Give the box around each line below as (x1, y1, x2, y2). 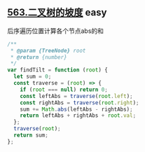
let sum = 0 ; (13, 73, 52, 81)
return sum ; (13, 132, 49, 139)
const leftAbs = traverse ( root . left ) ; (20, 92, 133, 99)
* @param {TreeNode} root (10, 47, 86, 54)
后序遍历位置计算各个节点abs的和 (7, 27, 104, 35)
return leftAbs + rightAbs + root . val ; (20, 112, 137, 119)
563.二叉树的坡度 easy (7, 6, 107, 19)
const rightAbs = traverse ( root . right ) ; (20, 99, 139, 106)
